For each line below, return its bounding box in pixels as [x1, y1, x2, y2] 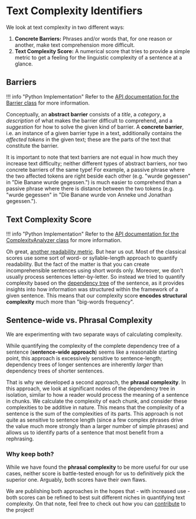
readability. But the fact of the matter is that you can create [6, 260, 149, 267]
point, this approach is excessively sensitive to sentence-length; [6, 355, 162, 362]
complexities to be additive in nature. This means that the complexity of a [6, 404, 185, 411]
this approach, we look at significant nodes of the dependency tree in [6, 385, 175, 392]
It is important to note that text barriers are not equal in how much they [6, 154, 178, 161]
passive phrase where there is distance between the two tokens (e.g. [6, 185, 174, 192]
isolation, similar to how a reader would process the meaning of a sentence [6, 391, 189, 399]
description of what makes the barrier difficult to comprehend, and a [6, 117, 173, 124]
